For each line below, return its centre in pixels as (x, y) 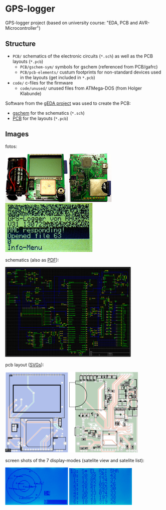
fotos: (11, 146)
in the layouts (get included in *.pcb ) (57, 77)
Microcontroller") (23, 28)
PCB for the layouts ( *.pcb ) (40, 118)
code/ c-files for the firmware (43, 83)
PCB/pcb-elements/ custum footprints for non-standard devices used (91, 72)
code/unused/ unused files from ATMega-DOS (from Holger (81, 88)
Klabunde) (31, 93)
